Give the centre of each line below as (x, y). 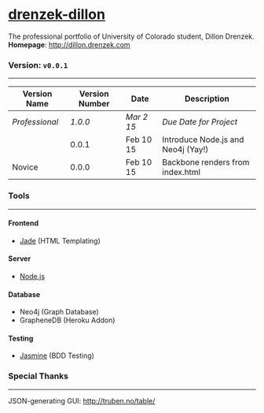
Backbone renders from (206, 162)
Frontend (24, 223)
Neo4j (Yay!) (185, 150)
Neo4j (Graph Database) (59, 312)
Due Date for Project (200, 122)
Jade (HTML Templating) (60, 240)
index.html (181, 173)
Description (207, 99)
